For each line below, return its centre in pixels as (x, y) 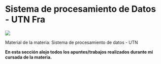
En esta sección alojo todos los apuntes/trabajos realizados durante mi (79, 52)
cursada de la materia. (29, 57)
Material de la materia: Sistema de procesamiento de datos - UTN (72, 42)
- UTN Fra (25, 19)
